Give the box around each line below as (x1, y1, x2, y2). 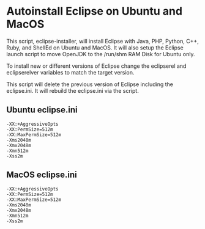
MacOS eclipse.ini (6, 170, 78, 180)
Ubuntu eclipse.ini (6, 105, 78, 115)
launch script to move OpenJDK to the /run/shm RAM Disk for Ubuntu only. (6, 50, 195, 57)
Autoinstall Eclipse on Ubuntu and (6, 4, 182, 18)
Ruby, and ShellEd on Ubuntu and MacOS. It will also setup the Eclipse (6, 44, 184, 51)
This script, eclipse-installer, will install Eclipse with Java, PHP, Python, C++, (6, 37, 199, 45)
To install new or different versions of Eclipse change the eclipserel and (6, 62, 187, 70)
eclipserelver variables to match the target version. (6, 68, 135, 76)
